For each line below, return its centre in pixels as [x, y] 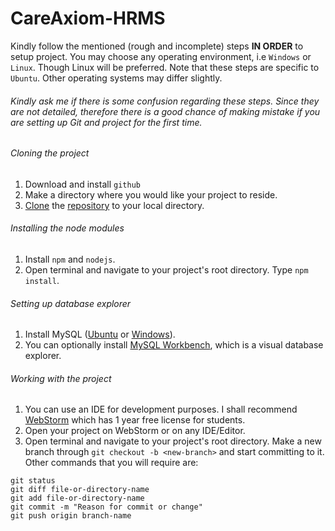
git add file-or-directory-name [77, 498]
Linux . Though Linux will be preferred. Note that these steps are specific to [165, 67]
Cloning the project [50, 153]
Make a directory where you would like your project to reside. [151, 194]
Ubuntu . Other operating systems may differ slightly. [116, 78]
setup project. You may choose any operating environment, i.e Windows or [161, 56]
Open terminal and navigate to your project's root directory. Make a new [173, 441]
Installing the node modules [67, 228]
